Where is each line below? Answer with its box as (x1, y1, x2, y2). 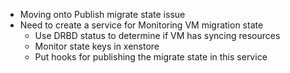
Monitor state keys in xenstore (34, 40, 160, 52)
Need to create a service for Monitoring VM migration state (19, 19, 264, 31)
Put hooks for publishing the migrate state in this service (34, 51, 268, 63)
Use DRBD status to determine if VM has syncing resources (34, 30, 281, 41)
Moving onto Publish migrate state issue (19, 9, 186, 20)
